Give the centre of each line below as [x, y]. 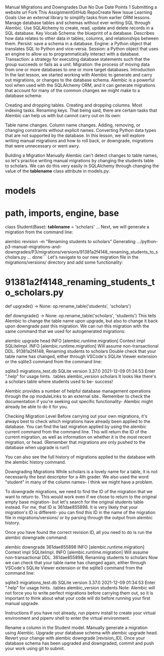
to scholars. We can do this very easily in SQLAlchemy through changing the [82, 166]
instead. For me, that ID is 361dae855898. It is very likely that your [72, 507]
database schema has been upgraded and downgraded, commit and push [80, 643]
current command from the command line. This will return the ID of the [76, 432]
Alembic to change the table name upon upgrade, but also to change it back [82, 321]
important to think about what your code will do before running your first [78, 598]
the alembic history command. [36, 462]
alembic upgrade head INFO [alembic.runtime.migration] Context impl [75, 341]
